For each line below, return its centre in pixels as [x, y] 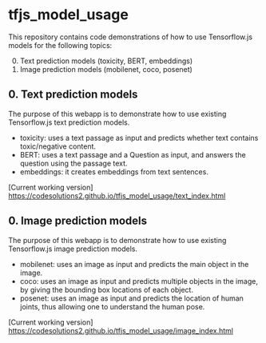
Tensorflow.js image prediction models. [73, 249]
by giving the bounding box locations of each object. [107, 289]
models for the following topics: [60, 45]
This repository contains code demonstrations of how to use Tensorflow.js [131, 37]
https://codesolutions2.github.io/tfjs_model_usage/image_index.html [121, 330]
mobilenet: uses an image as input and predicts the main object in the [134, 264]
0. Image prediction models [78, 221]
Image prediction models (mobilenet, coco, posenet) [106, 69]
